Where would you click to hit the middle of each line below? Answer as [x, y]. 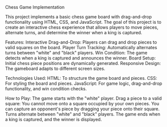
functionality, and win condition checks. [46, 89]
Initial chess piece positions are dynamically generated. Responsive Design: [83, 63]
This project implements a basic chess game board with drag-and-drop [79, 17]
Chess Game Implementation [35, 7]
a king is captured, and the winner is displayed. [54, 119]
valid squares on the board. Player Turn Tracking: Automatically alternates [81, 47]
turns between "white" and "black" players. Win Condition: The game [76, 53]
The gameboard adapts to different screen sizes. [55, 68]
